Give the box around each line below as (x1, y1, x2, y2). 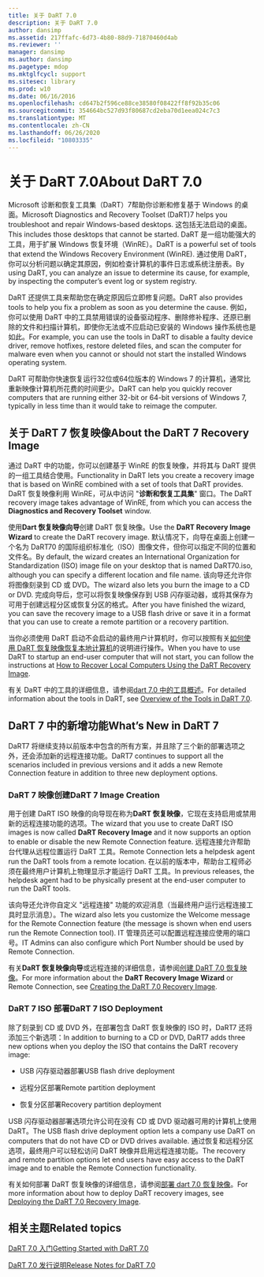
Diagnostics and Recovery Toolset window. (8, 506, 152, 516)
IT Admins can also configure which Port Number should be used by (22, 938, 244, 947)
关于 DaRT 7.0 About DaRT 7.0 (8, 173, 203, 190)
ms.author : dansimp (8, 56, 73, 64)
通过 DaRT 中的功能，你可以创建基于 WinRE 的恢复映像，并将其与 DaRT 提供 (8, 461, 256, 470)
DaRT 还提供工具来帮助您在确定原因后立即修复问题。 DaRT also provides (8, 293, 243, 302)
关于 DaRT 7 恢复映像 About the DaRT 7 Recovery (8, 426, 250, 439)
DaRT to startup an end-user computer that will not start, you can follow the (8, 652, 255, 662)
